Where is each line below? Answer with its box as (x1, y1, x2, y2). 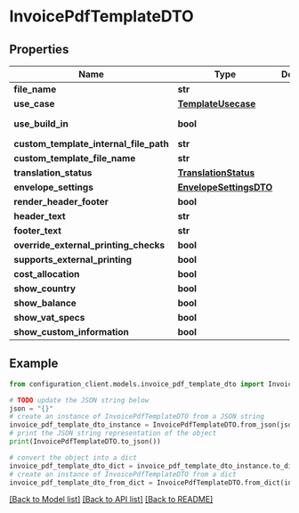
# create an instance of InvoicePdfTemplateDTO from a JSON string (9, 412, 265, 421)
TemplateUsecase (177, 98, 256, 110)
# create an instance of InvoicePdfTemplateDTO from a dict (9, 469, 238, 478)
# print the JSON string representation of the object (9, 429, 217, 438)
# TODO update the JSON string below (9, 395, 149, 404)
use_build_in (13, 118, 69, 130)
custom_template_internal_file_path (13, 138, 169, 150)
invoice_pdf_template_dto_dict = (9, 461, 133, 470)
